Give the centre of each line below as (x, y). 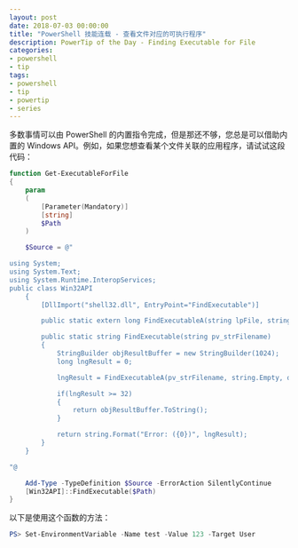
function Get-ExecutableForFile (69, 174)
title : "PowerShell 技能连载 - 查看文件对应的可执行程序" (108, 34)
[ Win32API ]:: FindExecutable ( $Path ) (91, 491)
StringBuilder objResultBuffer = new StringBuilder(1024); (168, 353)
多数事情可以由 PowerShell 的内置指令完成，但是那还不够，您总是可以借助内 (149, 135)
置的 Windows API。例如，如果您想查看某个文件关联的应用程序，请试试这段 (147, 146)
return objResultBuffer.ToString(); (140, 410)
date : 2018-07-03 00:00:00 (59, 26)
